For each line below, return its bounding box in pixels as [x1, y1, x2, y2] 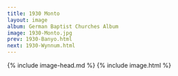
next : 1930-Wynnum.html [7, 42, 76, 49]
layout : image [7, 17, 48, 23]
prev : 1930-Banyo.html [7, 36, 72, 43]
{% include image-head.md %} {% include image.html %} [7, 61, 171, 69]
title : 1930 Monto [7, 10, 60, 17]
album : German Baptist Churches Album [7, 23, 119, 30]
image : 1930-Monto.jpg [7, 29, 72, 37]
